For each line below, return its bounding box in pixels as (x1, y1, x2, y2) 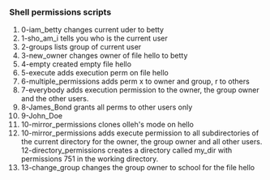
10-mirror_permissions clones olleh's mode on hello (20, 120, 194, 130)
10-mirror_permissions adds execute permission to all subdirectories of (20, 128, 259, 138)
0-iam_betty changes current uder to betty (20, 25, 165, 35)
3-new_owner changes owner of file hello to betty (20, 51, 188, 61)
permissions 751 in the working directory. (20, 154, 159, 164)
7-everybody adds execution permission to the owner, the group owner (20, 85, 260, 95)
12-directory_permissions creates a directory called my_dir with (20, 145, 233, 156)
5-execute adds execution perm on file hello (20, 68, 169, 78)
